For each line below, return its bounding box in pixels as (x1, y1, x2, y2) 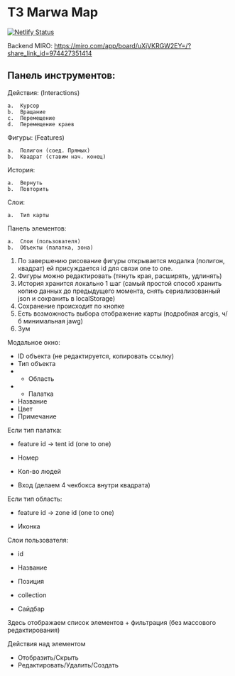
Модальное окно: (7, 338, 60, 346)
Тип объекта (17, 359, 56, 367)
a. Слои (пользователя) (7, 238, 81, 245)
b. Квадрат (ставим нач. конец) (7, 153, 106, 160)
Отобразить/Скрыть (17, 653, 80, 662)
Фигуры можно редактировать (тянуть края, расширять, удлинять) (17, 271, 222, 280)
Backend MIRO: (7, 41, 53, 50)
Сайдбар (17, 604, 45, 613)
